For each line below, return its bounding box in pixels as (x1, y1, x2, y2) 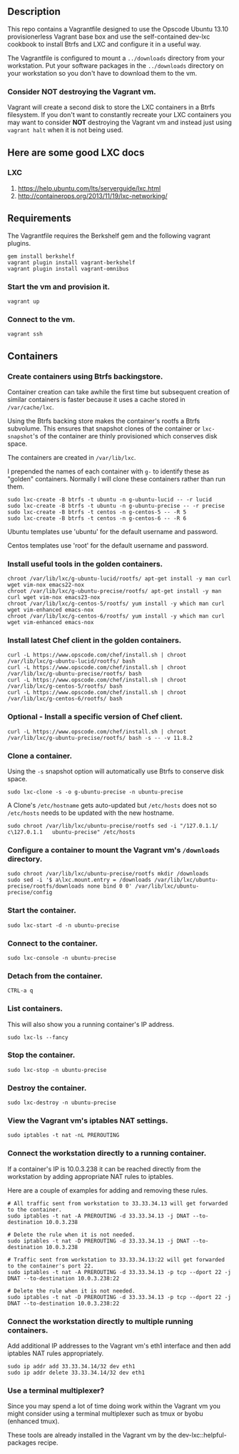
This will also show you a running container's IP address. (7, 1020, 175, 1028)
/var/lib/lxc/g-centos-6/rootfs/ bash (7, 696, 123, 703)
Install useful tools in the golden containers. (7, 558, 163, 568)
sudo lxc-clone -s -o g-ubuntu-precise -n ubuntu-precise (7, 788, 183, 796)
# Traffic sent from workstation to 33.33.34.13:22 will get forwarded (7, 1256, 225, 1263)
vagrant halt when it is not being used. (7, 126, 123, 134)
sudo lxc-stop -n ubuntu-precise (7, 1066, 107, 1073)
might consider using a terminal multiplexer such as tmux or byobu (7, 1410, 203, 1418)
